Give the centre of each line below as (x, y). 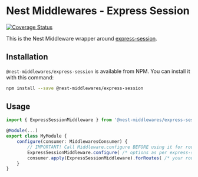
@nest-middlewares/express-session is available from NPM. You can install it (98, 71)
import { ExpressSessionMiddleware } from (59, 120)
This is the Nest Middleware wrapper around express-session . (82, 38)
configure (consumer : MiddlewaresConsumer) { (72, 142)
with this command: (30, 77)
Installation (27, 57)
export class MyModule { (37, 136)
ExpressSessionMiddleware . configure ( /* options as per (97, 152)
